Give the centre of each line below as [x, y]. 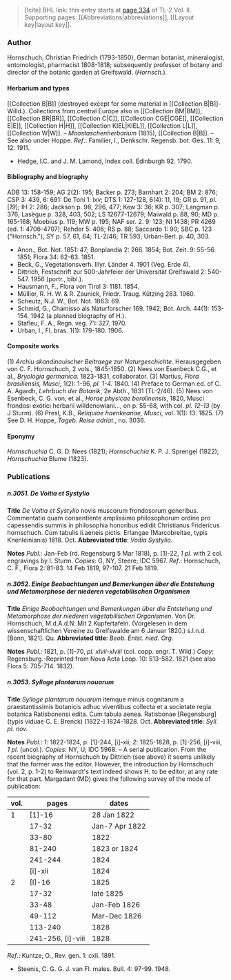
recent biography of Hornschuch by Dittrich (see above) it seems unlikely [111, 757]
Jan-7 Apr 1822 [119, 826]
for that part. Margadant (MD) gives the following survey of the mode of [109, 779]
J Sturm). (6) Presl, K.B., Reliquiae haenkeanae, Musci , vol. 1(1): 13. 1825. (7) [115, 413]
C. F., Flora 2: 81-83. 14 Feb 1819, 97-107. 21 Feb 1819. [83, 568]
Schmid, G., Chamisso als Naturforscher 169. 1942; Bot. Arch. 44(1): [113, 308]
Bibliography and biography [48, 177]
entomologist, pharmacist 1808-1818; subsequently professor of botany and [115, 65]
